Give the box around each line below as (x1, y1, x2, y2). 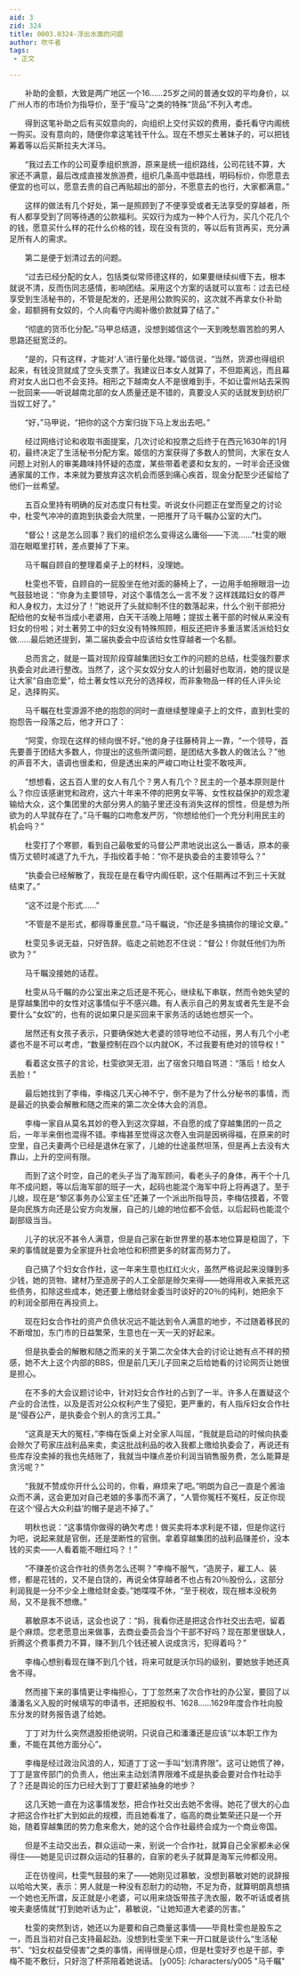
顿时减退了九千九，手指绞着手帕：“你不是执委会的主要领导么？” (32, 851, 266, 862)
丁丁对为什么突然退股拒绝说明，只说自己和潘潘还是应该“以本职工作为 (24, 1728, 279, 1738)
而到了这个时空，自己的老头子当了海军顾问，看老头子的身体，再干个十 (24, 1170, 282, 1180)
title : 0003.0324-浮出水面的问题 (9, 29, 124, 38)
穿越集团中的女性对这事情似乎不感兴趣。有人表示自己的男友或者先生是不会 (16, 998, 290, 1008)
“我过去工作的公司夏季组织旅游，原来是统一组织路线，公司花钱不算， (24, 159, 279, 169)
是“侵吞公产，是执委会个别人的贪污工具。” (9, 1410, 161, 1420)
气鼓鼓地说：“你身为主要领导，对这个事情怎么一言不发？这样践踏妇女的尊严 (9, 589, 287, 600)
